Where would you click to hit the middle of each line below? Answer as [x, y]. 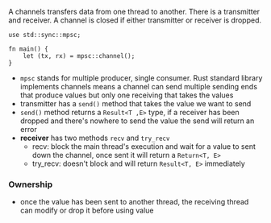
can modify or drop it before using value [87, 211]
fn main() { [28, 49]
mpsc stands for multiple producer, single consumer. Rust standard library [141, 78]
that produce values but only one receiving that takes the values [127, 95]
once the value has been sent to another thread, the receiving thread [134, 202]
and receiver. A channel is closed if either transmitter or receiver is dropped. [135, 20]
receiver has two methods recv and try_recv [95, 138]
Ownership [31, 184]
